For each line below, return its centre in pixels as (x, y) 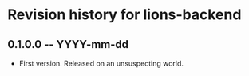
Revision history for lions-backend (125, 15)
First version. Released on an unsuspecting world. (101, 63)
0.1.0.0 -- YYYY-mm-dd (68, 44)
